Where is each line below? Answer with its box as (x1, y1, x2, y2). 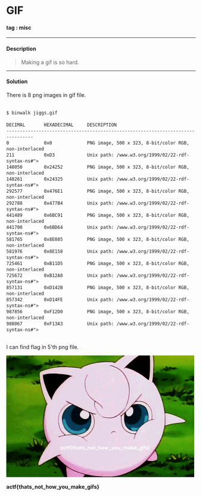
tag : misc (6, 24, 32, 31)
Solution (6, 78, 28, 85)
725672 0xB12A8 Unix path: (6, 272, 114, 278)
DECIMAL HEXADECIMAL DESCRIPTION (6, 122, 117, 128)
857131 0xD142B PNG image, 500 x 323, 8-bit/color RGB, (6, 284, 189, 290)
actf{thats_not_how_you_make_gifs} (6, 483, 100, 490)
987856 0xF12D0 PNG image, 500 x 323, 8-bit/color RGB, (6, 309, 189, 315)
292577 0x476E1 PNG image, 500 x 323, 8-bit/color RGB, (6, 188, 189, 194)
